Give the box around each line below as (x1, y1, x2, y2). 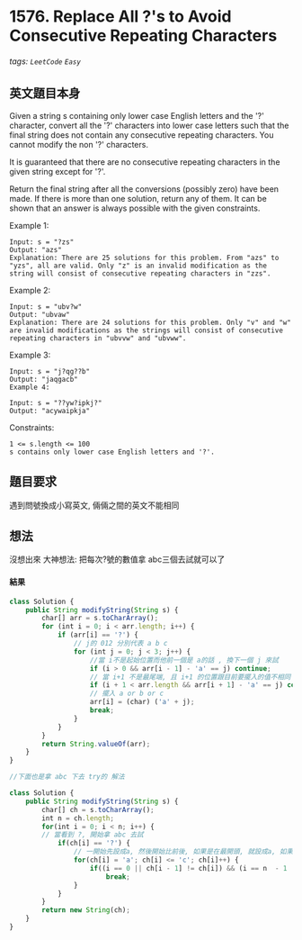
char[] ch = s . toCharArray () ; (41, 805, 155, 814)
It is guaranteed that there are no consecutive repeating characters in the (9, 156, 280, 167)
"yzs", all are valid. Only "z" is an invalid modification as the (9, 261, 268, 270)
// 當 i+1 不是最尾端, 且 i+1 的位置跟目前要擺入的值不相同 (89, 673, 291, 682)
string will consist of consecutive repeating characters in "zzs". (9, 268, 271, 278)
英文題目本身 (9, 86, 81, 101)
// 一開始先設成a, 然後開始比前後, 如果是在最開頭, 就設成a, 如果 (73, 847, 294, 856)
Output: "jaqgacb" (9, 375, 78, 384)
